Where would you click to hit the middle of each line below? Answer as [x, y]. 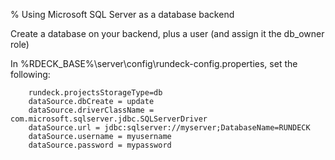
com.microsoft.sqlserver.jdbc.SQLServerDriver [109, 119]
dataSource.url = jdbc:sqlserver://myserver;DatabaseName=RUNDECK [169, 128]
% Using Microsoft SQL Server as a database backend [122, 14]
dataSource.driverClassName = [91, 110]
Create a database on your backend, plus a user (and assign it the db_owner [167, 33]
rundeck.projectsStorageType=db [95, 93]
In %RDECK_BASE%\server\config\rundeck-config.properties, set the [154, 63]
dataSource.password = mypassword [100, 145]
